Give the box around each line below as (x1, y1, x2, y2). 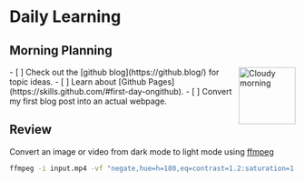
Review (9, 122, 53, 137)
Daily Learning (9, 6, 122, 27)
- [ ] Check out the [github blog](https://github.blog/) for (9, 66, 220, 77)
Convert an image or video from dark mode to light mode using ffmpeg (9, 146, 274, 157)
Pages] (148, 76, 175, 87)
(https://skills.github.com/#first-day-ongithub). (9, 86, 184, 96)
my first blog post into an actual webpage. (9, 96, 168, 106)
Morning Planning (9, 43, 113, 58)
